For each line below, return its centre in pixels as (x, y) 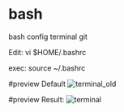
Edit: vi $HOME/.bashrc (47, 52)
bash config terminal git (48, 37)
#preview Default (37, 84)
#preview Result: (36, 99)
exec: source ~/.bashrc (47, 68)
